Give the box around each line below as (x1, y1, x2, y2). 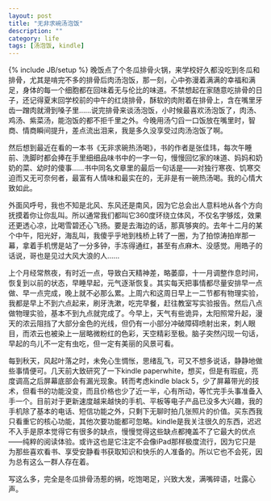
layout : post (8, 11, 52, 20)
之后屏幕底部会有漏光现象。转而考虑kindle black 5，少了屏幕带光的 (29, 377, 252, 386)
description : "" (8, 27, 63, 35)
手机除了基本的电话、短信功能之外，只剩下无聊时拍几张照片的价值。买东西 (8, 406, 256, 416)
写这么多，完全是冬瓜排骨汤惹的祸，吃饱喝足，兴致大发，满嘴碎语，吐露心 (8, 474, 256, 484)
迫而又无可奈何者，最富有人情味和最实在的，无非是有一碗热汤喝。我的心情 (8, 173, 256, 183)
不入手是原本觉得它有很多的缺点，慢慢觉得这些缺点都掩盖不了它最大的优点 (8, 427, 256, 436)
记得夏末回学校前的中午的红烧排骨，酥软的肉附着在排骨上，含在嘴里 (29, 95, 256, 105)
